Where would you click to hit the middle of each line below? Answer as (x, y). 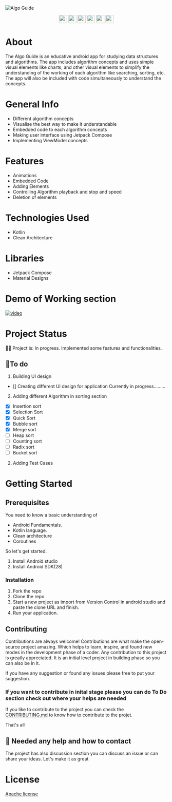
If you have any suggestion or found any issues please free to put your (80, 673)
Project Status (36, 333)
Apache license (22, 794)
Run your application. (35, 613)
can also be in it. (23, 663)
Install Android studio (35, 561)
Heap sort (23, 435)
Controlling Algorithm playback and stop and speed (67, 192)
